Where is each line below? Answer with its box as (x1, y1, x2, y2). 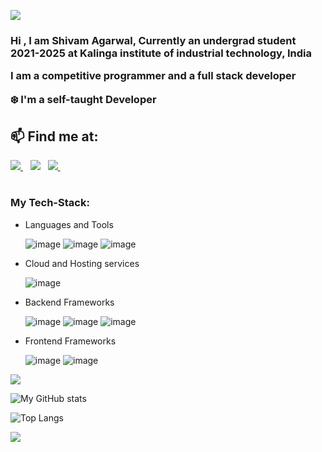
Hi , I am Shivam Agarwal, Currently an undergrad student (10, 33, 297, 47)
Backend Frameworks (24, 296, 115, 308)
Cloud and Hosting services (24, 257, 140, 269)
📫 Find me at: (10, 128, 99, 145)
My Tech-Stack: (10, 196, 90, 210)
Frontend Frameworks (24, 335, 117, 347)
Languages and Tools (24, 218, 114, 230)
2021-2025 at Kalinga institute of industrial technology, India (10, 46, 313, 60)
